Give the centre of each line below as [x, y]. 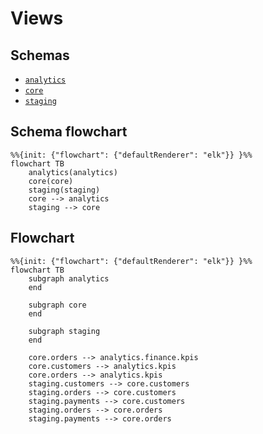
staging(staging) [64, 190]
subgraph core [57, 305]
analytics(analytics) [73, 172]
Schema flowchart [69, 132]
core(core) [51, 181]
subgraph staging [64, 331]
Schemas [40, 55]
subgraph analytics [69, 278]
